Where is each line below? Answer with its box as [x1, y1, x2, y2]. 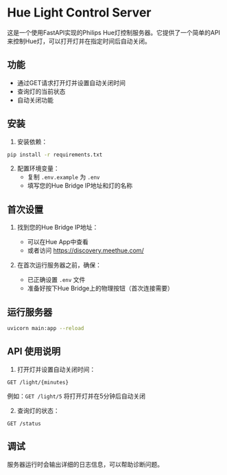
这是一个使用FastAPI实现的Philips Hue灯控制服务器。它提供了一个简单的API [7, 28, 221, 36]
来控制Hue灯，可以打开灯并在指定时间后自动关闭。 [7, 36, 151, 45]
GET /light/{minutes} [7, 379, 69, 386]
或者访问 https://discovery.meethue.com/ [27, 246, 144, 255]
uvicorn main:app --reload [7, 325, 84, 332]
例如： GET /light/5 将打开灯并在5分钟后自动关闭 [7, 392, 146, 400]
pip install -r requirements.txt [7, 151, 103, 158]
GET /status [7, 420, 41, 427]
